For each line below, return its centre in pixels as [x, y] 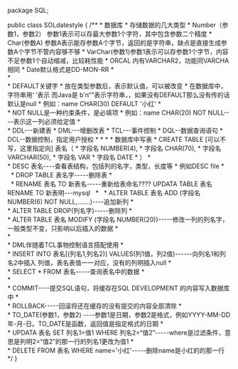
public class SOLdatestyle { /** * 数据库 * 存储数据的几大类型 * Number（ [115, 25]
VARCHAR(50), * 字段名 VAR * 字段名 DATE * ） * [79, 157]
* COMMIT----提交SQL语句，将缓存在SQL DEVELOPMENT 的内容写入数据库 [119, 288]
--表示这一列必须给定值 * [44, 121]
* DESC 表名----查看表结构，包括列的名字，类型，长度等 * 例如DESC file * [116, 166]
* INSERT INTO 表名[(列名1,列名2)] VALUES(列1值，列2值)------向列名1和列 [117, 254]
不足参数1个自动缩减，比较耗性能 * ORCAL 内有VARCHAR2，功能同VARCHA [118, 61]
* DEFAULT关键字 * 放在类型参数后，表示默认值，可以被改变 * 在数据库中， [117, 86]
